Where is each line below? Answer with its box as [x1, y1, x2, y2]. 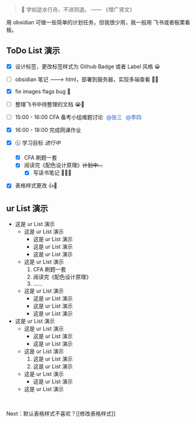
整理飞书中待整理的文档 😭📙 [14, 101, 85, 108]
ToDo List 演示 [6, 45, 60, 56]
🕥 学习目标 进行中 [14, 139, 61, 147]
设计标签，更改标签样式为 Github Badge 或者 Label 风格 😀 [14, 63, 160, 70]
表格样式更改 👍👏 [14, 182, 57, 189]
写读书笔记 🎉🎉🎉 [33, 169, 72, 176]
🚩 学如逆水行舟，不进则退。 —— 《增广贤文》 [21, 6, 135, 13]
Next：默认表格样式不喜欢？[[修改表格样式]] [6, 410, 116, 418]
